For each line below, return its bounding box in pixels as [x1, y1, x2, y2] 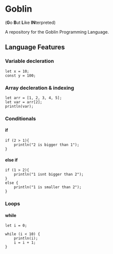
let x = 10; [5, 69, 29, 74]
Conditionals [5, 115, 36, 122]
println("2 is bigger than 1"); [14, 142, 79, 147]
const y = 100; [5, 73, 36, 78]
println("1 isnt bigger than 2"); [14, 172, 84, 177]
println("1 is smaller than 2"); [14, 185, 82, 190]
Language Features [5, 43, 65, 52]
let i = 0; [5, 223, 27, 228]
